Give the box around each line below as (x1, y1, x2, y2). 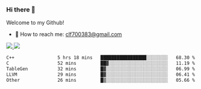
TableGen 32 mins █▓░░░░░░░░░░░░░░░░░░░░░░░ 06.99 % (6, 66, 196, 72)
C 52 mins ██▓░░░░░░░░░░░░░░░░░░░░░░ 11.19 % (6, 60, 196, 67)
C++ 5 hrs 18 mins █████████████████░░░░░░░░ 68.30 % (6, 55, 196, 61)
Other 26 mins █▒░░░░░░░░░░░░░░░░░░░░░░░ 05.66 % (6, 77, 196, 83)
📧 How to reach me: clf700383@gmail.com (14, 31, 122, 38)
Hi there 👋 (6, 5, 36, 14)
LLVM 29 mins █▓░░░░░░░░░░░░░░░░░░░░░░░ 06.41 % (6, 72, 196, 78)
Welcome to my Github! (6, 19, 64, 26)
